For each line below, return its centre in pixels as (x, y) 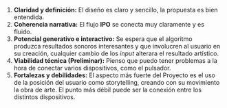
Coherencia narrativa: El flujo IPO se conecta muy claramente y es (109, 24)
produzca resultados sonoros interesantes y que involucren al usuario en (117, 46)
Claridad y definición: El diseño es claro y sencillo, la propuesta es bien (116, 10)
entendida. (29, 17)
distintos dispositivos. (44, 97)
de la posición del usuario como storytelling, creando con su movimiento (117, 82)
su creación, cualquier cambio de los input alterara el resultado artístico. (116, 53)
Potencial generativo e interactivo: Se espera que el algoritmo (103, 39)
